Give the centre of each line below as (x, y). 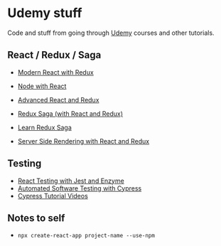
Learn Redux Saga (45, 127)
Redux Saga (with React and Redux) (70, 113)
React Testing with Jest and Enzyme (71, 181)
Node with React (42, 86)
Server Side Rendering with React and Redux (83, 141)
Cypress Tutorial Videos (53, 196)
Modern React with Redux (55, 72)
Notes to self (36, 218)
